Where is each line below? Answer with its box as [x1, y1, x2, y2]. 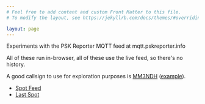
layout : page [6, 26, 40, 32]
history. [6, 61, 26, 68]
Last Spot [15, 91, 40, 98]
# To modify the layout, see [6, 15, 81, 21]
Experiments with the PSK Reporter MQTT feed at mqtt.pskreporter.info [6, 42, 186, 50]
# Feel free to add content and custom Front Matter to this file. [6, 9, 182, 15]
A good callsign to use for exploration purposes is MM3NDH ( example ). [6, 73, 186, 80]
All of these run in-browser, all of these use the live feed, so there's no [6, 54, 183, 62]
